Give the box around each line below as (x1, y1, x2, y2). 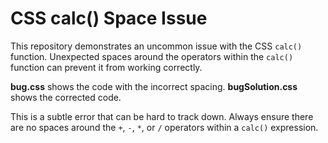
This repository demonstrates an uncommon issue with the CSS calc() (10, 40, 303, 52)
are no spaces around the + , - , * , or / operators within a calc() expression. (10, 121, 319, 133)
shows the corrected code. (10, 91, 122, 103)
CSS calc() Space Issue (10, 7, 208, 30)
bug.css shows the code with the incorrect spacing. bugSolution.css (10, 80, 298, 92)
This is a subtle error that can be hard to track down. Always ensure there (10, 110, 314, 122)
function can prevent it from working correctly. (10, 61, 203, 73)
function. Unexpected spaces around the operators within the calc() (10, 50, 294, 62)
